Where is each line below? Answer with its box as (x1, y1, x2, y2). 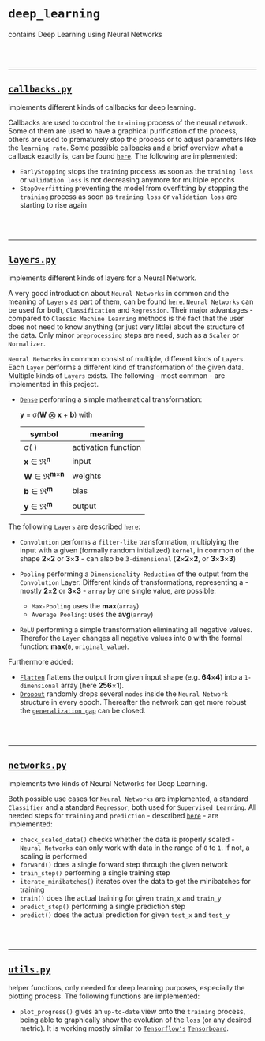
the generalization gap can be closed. (19, 706, 146, 715)
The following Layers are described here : (8, 522, 140, 531)
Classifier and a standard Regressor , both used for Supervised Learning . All (8, 802, 257, 811)
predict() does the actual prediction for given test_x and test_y (19, 910, 230, 919)
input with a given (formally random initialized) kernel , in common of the (19, 545, 255, 555)
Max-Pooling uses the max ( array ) (31, 601, 140, 610)
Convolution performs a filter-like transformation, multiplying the (19, 537, 239, 546)
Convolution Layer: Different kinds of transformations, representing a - (19, 577, 248, 586)
